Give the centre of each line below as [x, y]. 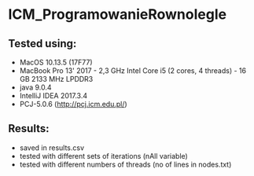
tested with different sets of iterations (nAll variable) [104, 156]
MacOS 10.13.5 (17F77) [56, 62]
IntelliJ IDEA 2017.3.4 [53, 95]
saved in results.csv [52, 148]
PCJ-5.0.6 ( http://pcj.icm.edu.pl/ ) [73, 104]
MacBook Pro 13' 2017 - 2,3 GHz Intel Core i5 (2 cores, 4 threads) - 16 [133, 71]
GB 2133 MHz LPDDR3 [56, 79]
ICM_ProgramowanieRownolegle [117, 15]
